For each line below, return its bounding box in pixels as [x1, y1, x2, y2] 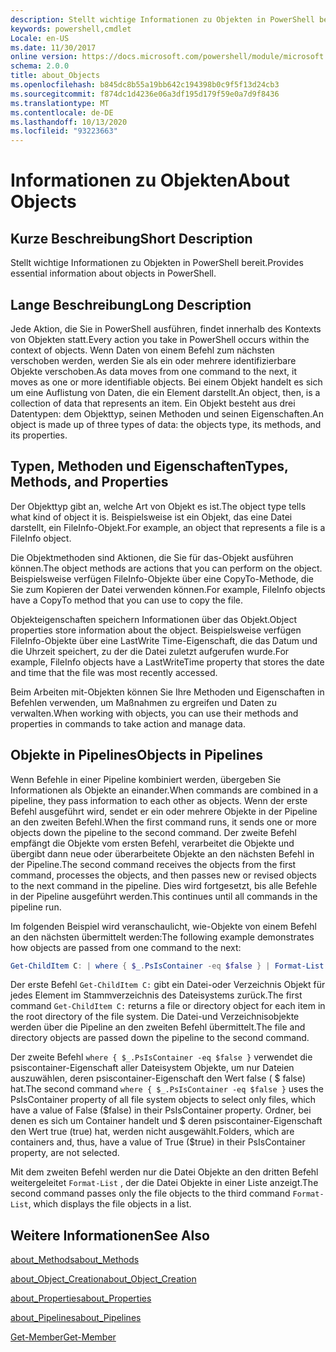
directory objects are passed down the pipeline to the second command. [10, 1032, 310, 1044]
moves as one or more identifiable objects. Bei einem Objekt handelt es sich [10, 376, 323, 388]
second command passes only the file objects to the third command [10, 1187, 291, 1200]
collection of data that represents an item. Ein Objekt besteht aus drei [10, 397, 296, 409]
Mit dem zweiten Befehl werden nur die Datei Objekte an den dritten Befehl [10, 1166, 319, 1178]
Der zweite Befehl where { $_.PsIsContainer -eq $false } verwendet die [10, 1051, 313, 1063]
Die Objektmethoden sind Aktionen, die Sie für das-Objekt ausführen [10, 551, 294, 563]
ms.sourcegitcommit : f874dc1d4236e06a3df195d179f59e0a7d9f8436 [10, 89, 280, 99]
